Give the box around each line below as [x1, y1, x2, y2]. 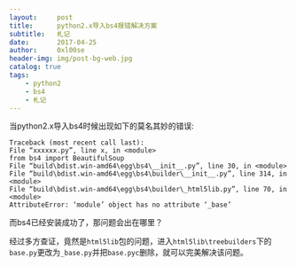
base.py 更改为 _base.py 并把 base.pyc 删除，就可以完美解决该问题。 [9, 247, 248, 258]
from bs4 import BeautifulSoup [9, 154, 125, 163]
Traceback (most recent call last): [9, 138, 144, 147]
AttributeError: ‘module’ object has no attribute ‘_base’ [9, 200, 232, 209]
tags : [9, 71, 29, 80]
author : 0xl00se [9, 46, 86, 55]
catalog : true [9, 63, 62, 72]
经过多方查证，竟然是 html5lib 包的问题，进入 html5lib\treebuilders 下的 [9, 236, 272, 246]
